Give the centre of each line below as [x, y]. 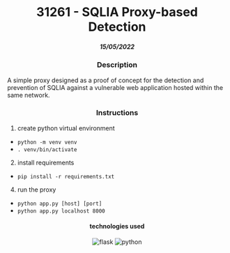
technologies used [117, 227]
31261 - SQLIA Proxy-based [117, 12]
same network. [29, 95]
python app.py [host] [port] [60, 204]
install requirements [46, 162]
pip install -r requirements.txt [66, 176]
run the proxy [37, 190]
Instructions [117, 113]
